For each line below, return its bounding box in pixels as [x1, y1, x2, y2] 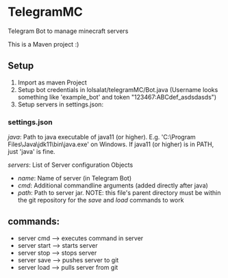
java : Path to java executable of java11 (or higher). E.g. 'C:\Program [8, 133, 196, 141]
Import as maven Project [17, 78, 88, 86]
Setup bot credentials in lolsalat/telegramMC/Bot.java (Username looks [17, 85, 218, 93]
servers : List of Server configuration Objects [8, 161, 134, 169]
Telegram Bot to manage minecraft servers [8, 27, 129, 35]
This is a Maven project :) [8, 40, 79, 48]
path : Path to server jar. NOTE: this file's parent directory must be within [17, 189, 221, 197]
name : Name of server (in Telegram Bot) [17, 174, 132, 183]
